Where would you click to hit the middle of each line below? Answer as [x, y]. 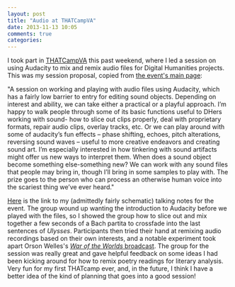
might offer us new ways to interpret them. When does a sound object [109, 157]
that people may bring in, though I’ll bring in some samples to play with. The [118, 172]
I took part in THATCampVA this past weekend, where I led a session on [112, 60]
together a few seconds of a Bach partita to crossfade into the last [104, 223]
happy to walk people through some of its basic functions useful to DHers [115, 112]
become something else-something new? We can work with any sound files [118, 164]
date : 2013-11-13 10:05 [42, 27]
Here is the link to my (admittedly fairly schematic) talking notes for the [111, 201]
